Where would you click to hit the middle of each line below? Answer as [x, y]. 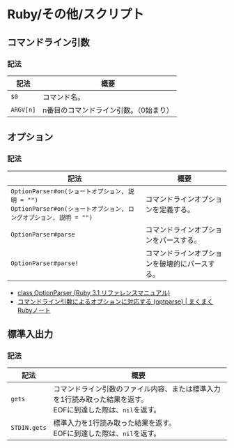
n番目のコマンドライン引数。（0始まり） [108, 110]
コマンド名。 [64, 97]
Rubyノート [34, 310]
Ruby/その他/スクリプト [76, 14]
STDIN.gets [29, 428]
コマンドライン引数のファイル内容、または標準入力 [137, 389]
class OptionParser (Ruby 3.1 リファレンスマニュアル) [94, 292]
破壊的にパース [184, 264]
